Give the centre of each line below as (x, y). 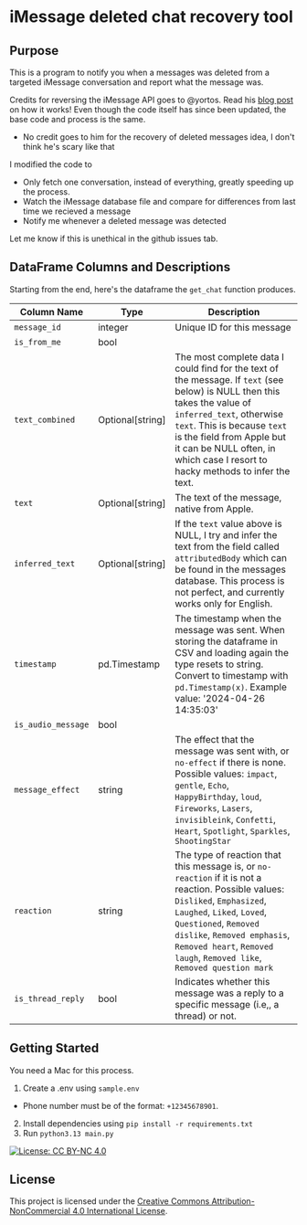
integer (113, 327)
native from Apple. (214, 509)
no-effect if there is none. (230, 762)
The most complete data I (230, 356)
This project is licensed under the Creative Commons (110, 1201)
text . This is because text (231, 425)
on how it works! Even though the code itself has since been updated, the (148, 110)
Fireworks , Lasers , (214, 808)
